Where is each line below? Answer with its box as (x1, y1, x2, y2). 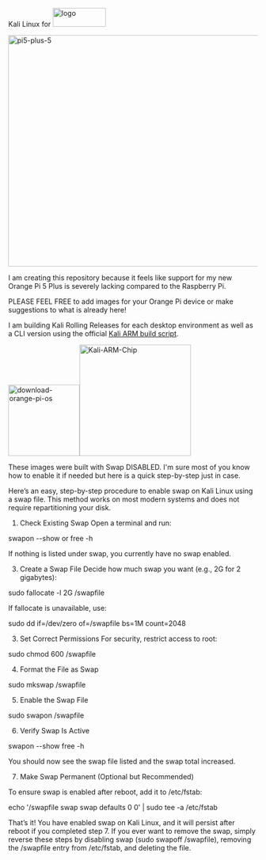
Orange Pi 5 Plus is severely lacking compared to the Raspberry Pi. (8, 282, 226, 290)
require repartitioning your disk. (8, 503, 112, 512)
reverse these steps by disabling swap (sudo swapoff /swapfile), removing (8, 835, 252, 844)
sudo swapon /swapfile (8, 710, 85, 720)
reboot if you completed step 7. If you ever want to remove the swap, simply (8, 827, 256, 835)
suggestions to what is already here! (8, 305, 127, 314)
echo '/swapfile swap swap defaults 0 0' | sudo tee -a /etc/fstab (8, 803, 218, 812)
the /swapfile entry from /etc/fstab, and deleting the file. (8, 843, 192, 852)
